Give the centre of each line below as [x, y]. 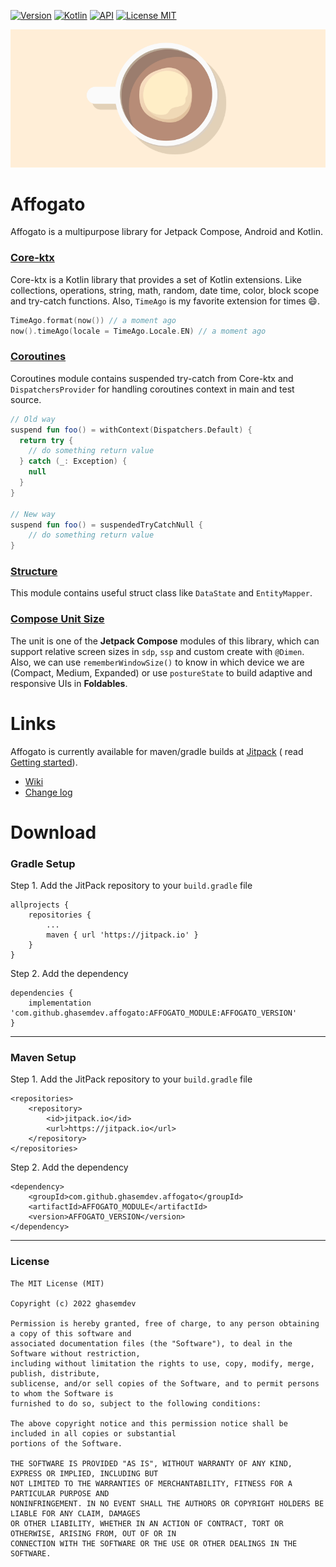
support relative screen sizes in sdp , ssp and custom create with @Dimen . [157, 651]
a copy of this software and [71, 1333]
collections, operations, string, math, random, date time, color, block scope [165, 290]
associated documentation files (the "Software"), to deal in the [151, 1343]
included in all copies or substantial [93, 1433]
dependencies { [42, 993]
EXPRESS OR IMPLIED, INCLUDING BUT [84, 1473]
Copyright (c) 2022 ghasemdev [73, 1303]
